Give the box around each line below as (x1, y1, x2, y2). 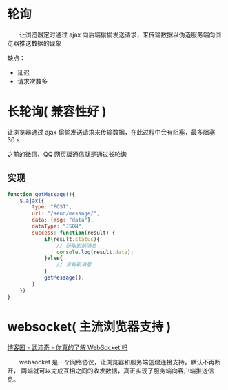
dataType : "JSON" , (32, 223, 85, 230)
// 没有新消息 (56, 262, 92, 269)
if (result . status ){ (43, 235, 100, 242)
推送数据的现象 (19, 39, 62, 47)
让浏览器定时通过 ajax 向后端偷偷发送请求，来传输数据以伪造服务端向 (19, 30, 216, 39)
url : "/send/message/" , (32, 210, 100, 217)
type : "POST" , (32, 204, 72, 211)
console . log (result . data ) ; (56, 248, 134, 255)
